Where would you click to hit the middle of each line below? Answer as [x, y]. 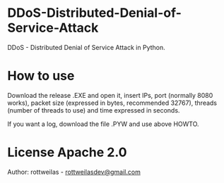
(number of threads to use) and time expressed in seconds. [94, 110]
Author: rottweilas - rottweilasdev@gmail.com [74, 172]
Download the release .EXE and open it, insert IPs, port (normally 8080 [110, 95]
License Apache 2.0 [67, 152]
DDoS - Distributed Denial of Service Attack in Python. [87, 47]
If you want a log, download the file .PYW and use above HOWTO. [103, 124]
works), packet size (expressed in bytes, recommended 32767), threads [112, 103]
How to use [41, 76]
